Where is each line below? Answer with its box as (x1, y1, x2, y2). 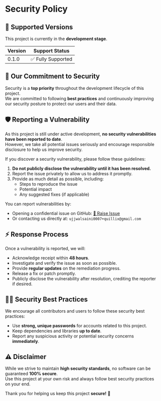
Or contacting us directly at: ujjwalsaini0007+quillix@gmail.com (12, 215, 141, 221)
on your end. (5, 381, 31, 387)
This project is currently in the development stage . (5, 36, 107, 42)
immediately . (12, 338, 39, 344)
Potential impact (19, 186, 52, 192)
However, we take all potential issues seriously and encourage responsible (5, 141, 155, 147)
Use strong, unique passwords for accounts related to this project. (12, 323, 147, 329)
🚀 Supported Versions (5, 23, 73, 31)
